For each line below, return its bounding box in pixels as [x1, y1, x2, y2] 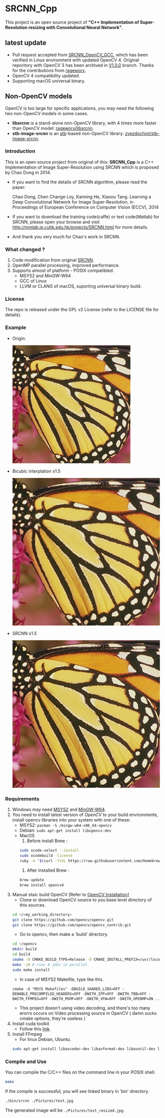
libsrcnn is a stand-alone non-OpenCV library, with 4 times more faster [12, 120, 157, 126]
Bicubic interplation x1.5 [12, 468, 61, 474]
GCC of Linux [19, 278, 47, 284]
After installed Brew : [27, 867, 70, 873]
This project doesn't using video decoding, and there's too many [19, 1005, 151, 1011]
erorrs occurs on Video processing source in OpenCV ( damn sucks [19, 1010, 157, 1016]
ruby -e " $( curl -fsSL [19, 858, 66, 863]
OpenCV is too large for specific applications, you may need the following [5, 105, 154, 111]
